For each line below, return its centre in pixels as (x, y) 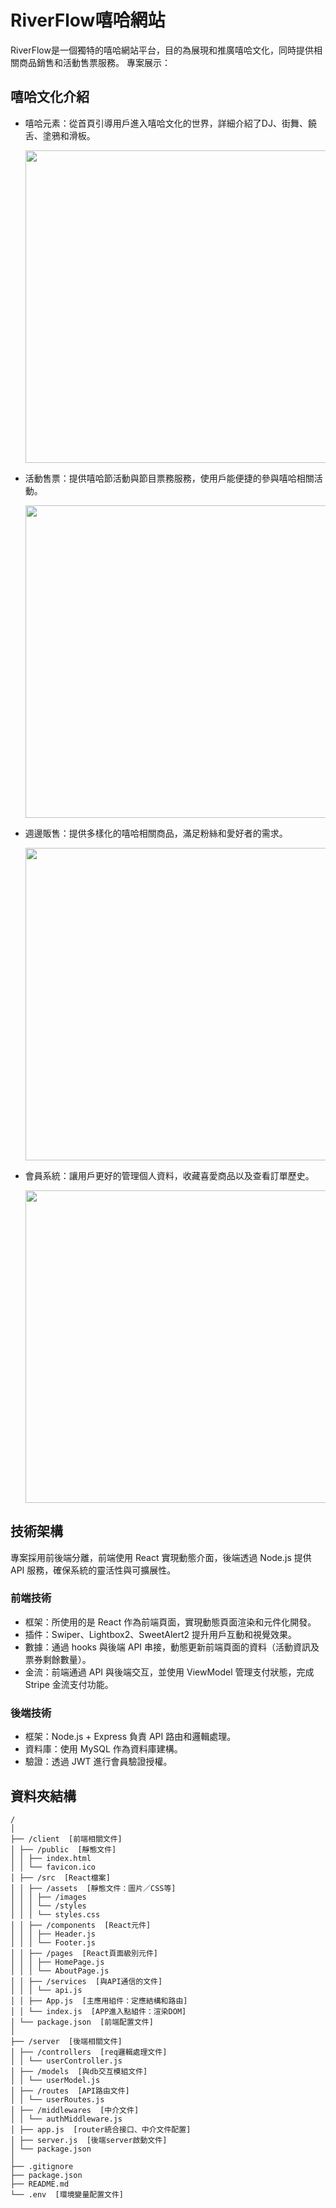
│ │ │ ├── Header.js (53, 1934)
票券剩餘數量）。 (58, 1659)
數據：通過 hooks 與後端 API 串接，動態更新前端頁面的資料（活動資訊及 (172, 1647)
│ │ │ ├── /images (48, 1897)
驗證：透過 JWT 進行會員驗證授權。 (98, 1762)
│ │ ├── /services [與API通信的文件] (86, 1981)
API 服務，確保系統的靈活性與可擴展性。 (93, 1570)
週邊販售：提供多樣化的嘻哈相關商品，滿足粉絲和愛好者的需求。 (156, 833)
